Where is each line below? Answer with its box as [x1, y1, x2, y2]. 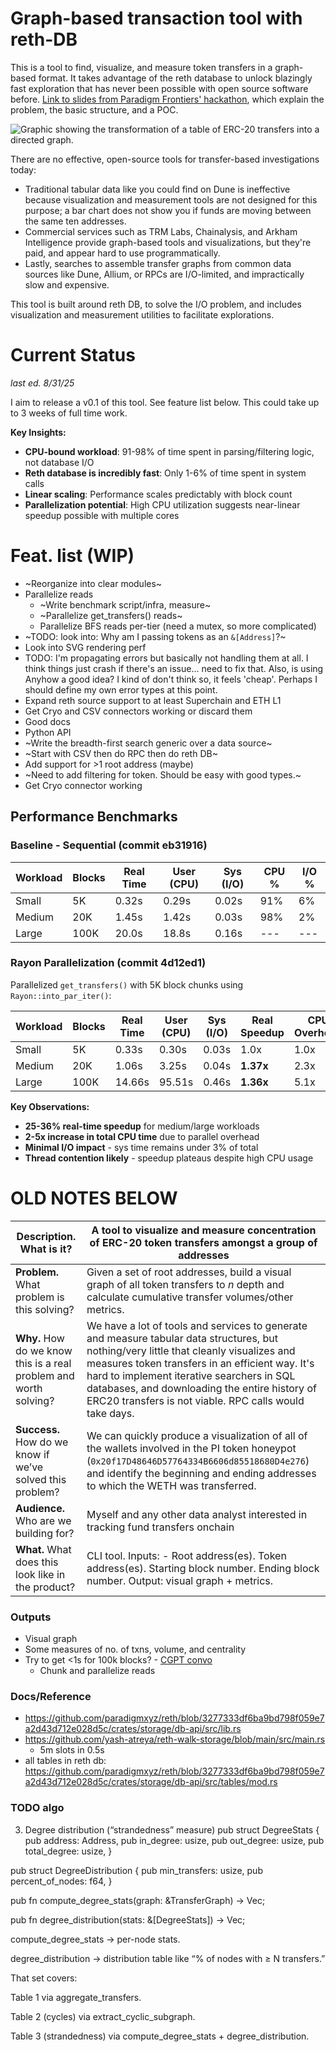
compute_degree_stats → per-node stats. [10, 1933, 181, 1945]
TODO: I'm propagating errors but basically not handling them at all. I [24, 652, 309, 664]
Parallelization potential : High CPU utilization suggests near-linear [24, 498, 301, 511]
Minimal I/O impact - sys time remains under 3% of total [24, 1141, 259, 1153]
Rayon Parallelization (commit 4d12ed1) [10, 956, 207, 970]
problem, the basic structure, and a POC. [10, 103, 179, 116]
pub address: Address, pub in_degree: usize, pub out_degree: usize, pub [24, 1834, 325, 1846]
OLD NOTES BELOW [10, 1187, 178, 1209]
